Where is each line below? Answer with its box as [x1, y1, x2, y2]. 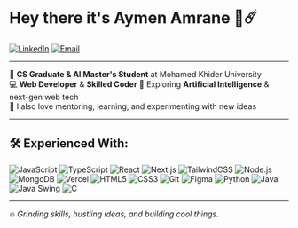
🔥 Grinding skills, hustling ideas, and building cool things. [9, 208, 219, 219]
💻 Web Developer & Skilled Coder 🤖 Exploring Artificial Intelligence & [9, 78, 270, 90]
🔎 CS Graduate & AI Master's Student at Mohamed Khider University [9, 68, 262, 79]
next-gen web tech [9, 91, 79, 102]
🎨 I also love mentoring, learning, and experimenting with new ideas [9, 100, 257, 112]
